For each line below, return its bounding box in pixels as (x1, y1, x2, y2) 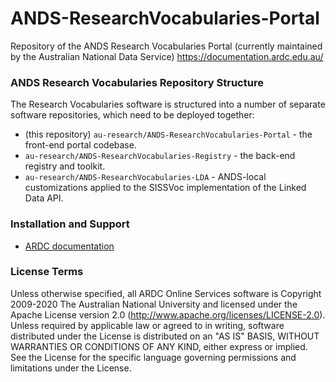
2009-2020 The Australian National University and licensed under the (10, 298, 298, 310)
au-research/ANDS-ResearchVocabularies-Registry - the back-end (24, 150, 296, 162)
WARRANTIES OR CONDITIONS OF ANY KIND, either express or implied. (10, 340, 308, 352)
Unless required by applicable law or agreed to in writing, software (10, 319, 285, 331)
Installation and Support (10, 217, 130, 231)
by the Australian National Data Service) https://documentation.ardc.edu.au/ (10, 50, 324, 62)
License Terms (10, 265, 84, 279)
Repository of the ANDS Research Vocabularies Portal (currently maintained (10, 40, 323, 52)
